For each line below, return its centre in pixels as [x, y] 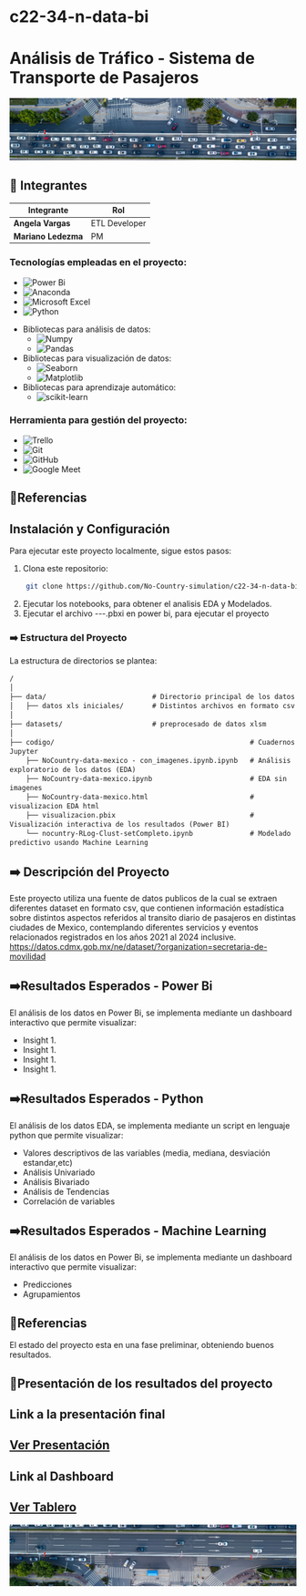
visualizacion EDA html [55, 807]
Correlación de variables [69, 1201]
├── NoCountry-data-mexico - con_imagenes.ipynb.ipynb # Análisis [158, 761]
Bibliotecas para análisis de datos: [87, 329]
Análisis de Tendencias [66, 1191]
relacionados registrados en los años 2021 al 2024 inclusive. [123, 937]
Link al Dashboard [61, 1476]
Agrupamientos [51, 1294]
